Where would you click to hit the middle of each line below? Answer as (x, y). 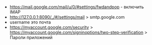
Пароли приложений (31, 37)
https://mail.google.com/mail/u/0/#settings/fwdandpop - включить (77, 7)
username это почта (30, 22)
